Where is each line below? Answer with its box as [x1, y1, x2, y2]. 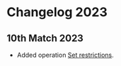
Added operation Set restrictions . [16, 51, 114, 59]
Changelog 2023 [6, 4, 108, 20]
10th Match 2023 [6, 32, 84, 44]
